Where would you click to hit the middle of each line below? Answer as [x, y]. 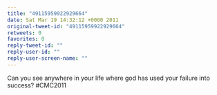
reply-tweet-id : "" [35, 45]
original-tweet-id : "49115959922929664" [66, 26]
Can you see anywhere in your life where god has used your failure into [109, 78]
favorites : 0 [26, 39]
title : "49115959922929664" [48, 13]
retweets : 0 [24, 33]
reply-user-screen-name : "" [48, 59]
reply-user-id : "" [34, 52]
